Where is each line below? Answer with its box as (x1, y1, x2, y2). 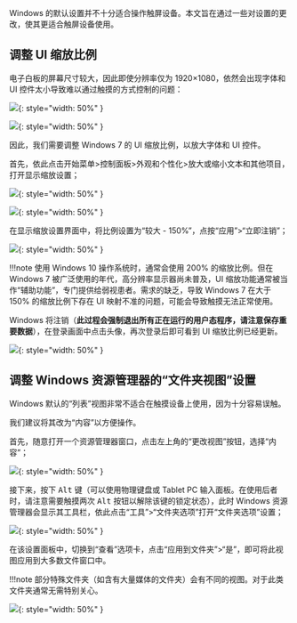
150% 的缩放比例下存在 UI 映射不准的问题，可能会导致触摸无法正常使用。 (9, 295, 278, 306)
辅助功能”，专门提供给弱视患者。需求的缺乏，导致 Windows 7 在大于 (20, 284, 272, 295)
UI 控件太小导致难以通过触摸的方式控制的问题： (9, 84, 184, 94)
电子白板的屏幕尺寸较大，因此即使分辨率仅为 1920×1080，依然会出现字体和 (9, 72, 286, 83)
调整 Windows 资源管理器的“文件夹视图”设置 (9, 373, 256, 388)
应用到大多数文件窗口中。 (16, 554, 111, 565)
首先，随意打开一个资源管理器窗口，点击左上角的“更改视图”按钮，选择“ (9, 435, 269, 447)
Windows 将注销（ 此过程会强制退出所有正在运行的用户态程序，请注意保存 (9, 314, 279, 325)
